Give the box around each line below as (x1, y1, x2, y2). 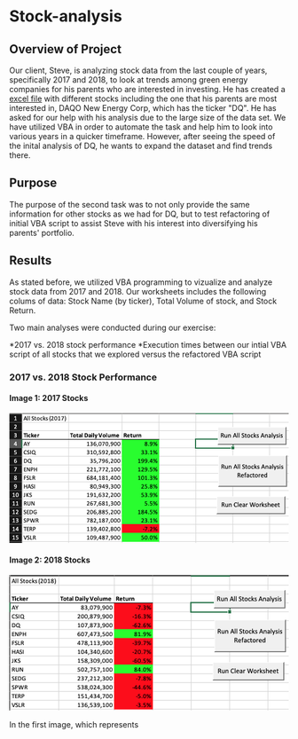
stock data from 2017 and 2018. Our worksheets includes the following (9, 286, 267, 296)
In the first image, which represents (9, 719, 139, 730)
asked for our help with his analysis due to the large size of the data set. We (9, 113, 286, 122)
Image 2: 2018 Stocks (9, 554, 90, 565)
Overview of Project (9, 42, 122, 57)
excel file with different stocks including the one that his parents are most (9, 93, 278, 104)
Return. (9, 304, 36, 316)
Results (9, 253, 52, 268)
